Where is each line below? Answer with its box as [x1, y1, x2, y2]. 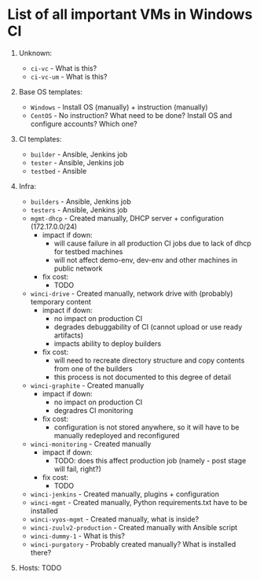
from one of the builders [53, 363, 133, 373]
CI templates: [18, 134, 62, 143]
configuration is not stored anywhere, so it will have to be [53, 422, 240, 432]
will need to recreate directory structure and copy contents [53, 356, 245, 365]
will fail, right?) [53, 464, 101, 474]
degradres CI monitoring [53, 405, 134, 415]
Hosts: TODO [18, 562, 62, 572]
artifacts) [53, 330, 84, 340]
